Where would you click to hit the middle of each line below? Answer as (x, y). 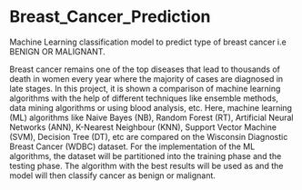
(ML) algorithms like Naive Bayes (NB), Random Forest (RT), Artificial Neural (151, 117)
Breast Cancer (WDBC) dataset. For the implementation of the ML (132, 146)
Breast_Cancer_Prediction (110, 17)
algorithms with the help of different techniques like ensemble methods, (144, 98)
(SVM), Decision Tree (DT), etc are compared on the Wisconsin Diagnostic (149, 136)
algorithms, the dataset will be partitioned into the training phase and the (146, 155)
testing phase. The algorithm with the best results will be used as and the (146, 165)
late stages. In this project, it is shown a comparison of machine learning (145, 88)
